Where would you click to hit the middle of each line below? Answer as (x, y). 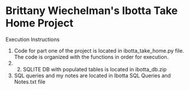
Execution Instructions (33, 39)
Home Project (39, 23)
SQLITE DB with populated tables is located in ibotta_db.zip (95, 69)
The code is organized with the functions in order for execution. (91, 57)
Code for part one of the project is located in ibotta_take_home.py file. (99, 50)
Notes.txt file (29, 82)
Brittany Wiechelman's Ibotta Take (92, 11)
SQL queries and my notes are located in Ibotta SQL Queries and (92, 75)
